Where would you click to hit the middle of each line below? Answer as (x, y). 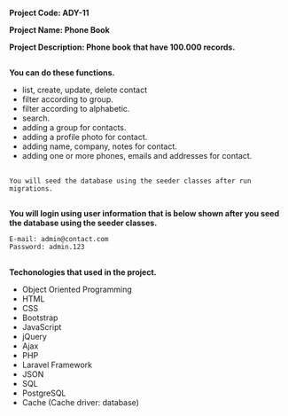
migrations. (31, 188)
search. (36, 118)
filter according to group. (67, 99)
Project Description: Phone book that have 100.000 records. (122, 47)
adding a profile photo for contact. (85, 137)
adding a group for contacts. (74, 128)
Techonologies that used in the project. (83, 272)
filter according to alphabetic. (76, 109)
